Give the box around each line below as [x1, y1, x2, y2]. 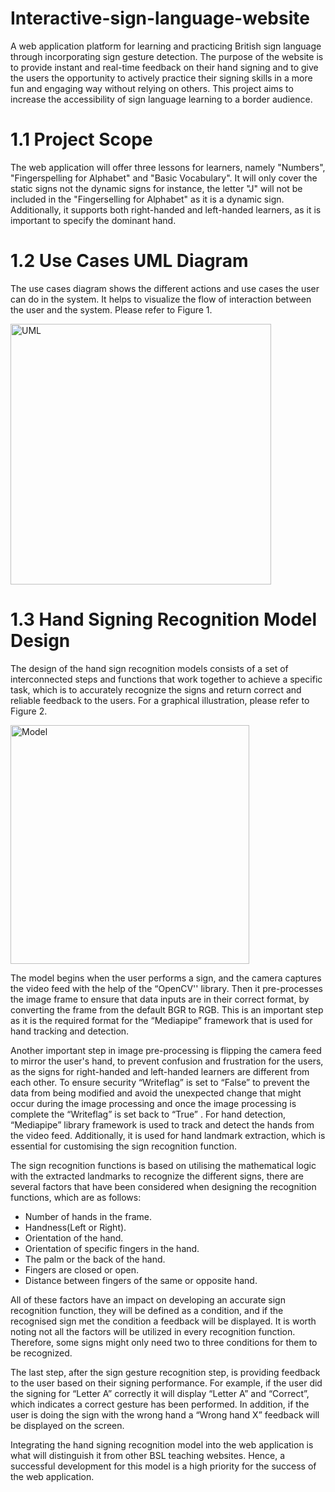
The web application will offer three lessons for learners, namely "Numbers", [10, 161, 326, 173]
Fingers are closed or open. [24, 1263, 139, 1276]
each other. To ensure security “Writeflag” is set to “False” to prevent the [10, 1076, 311, 1088]
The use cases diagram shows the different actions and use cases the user [10, 282, 320, 294]
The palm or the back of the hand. [24, 1253, 166, 1265]
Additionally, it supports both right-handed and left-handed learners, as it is [10, 203, 322, 216]
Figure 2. [10, 705, 48, 717]
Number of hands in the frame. [24, 1210, 152, 1222]
